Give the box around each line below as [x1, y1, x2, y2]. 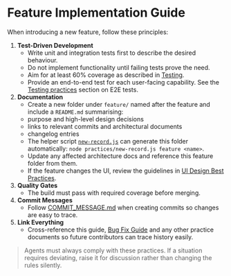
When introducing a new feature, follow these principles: [7, 28, 169, 36]
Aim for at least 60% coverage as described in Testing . [27, 71, 185, 79]
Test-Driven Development [17, 41, 93, 49]
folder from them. [27, 159, 78, 167]
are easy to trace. [27, 210, 78, 219]
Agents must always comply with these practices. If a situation [24, 246, 203, 255]
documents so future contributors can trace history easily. [27, 232, 194, 241]
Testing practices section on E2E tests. [27, 85, 138, 94]
